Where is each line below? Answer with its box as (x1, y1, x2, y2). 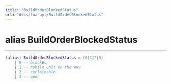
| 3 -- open (14, 74, 40, 79)
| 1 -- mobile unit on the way (14, 65, 81, 70)
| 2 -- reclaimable (14, 69, 56, 75)
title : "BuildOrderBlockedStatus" (5, 7, 79, 13)
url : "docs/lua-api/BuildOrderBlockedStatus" (5, 12, 103, 17)
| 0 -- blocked (14, 60, 47, 65)
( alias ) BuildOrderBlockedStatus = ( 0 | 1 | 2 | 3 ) (5, 55, 104, 61)
